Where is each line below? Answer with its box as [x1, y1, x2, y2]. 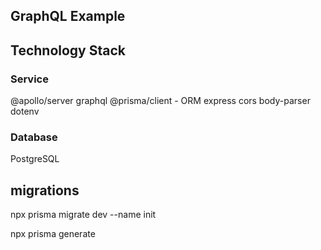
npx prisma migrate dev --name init [10, 209, 157, 221]
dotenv [10, 105, 40, 118]
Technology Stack [10, 42, 126, 59]
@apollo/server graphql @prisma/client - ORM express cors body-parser [10, 95, 311, 107]
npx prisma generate [10, 228, 96, 240]
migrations [10, 182, 80, 199]
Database [10, 130, 58, 144]
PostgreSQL [10, 153, 60, 165]
